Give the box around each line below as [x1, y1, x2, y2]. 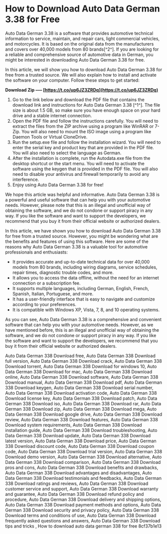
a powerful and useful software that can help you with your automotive [5, 196, 151, 203]
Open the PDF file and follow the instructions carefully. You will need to [12, 118, 159, 124]
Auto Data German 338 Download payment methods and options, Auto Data [5, 501, 161, 507]
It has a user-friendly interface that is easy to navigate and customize [12, 296, 156, 302]
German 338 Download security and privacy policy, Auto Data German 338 [5, 507, 160, 513]
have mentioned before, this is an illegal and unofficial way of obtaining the [5, 327, 160, 333]
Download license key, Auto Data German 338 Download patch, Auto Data [5, 395, 158, 401]
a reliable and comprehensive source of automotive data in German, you [5, 51, 154, 58]
